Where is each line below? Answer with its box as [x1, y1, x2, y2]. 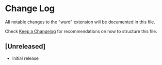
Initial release [12, 55, 39, 61]
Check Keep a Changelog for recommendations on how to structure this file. [5, 28, 158, 34]
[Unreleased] [5, 42, 46, 51]
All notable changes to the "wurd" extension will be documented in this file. [5, 19, 155, 25]
